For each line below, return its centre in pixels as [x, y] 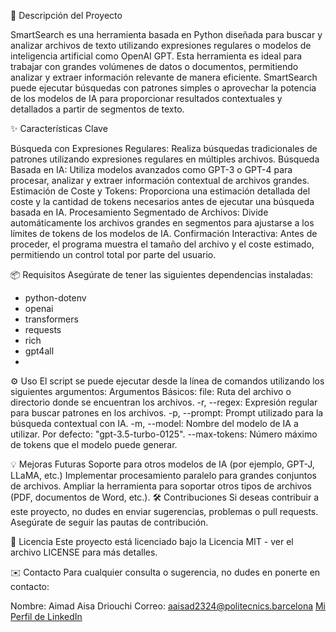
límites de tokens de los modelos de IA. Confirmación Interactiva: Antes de [164, 233]
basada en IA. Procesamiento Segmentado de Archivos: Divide [139, 212]
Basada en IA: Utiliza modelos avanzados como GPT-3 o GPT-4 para [151, 169]
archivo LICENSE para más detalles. [84, 552]
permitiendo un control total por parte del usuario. [113, 254]
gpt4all [39, 351]
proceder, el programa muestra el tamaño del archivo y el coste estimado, [162, 244]
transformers [51, 319]
